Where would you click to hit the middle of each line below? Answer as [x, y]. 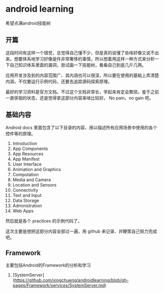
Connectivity [25, 190]
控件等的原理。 [20, 133]
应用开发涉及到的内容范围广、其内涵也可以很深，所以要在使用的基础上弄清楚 [82, 75]
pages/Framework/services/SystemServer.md [59, 285]
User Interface [27, 164]
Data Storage [26, 200]
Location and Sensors [35, 185]
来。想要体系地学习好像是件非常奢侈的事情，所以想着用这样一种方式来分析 [80, 59]
